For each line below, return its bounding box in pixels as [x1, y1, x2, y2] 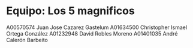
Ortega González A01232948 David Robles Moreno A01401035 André [6, 30, 178, 37]
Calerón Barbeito [6, 36, 48, 43]
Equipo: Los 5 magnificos [6, 4, 135, 18]
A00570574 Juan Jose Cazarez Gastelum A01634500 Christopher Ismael [6, 24, 188, 31]
